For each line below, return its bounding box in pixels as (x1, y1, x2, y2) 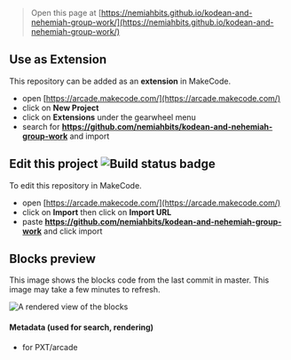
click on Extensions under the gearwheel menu (21, 111, 197, 123)
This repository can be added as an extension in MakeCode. (9, 76, 232, 86)
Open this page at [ (30, 8, 102, 18)
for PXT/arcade (21, 341, 78, 352)
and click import (43, 226, 103, 236)
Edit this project (9, 156, 98, 172)
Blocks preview (9, 252, 96, 267)
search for (21, 121, 60, 132)
